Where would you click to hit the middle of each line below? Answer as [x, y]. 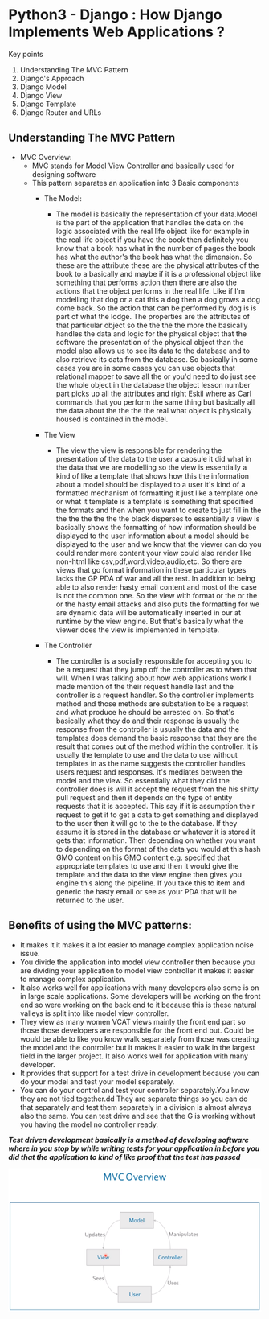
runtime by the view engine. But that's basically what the [149, 621]
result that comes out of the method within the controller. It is [157, 746]
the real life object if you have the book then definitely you [152, 240]
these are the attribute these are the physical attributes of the [157, 265]
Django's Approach [52, 78]
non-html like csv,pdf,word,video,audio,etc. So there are [149, 561]
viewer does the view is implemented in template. [138, 630]
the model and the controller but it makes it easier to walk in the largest [137, 1047]
